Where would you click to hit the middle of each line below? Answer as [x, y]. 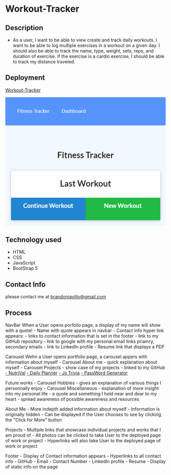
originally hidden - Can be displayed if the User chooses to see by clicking [83, 414]
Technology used [34, 240]
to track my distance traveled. [44, 62]
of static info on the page [32, 467]
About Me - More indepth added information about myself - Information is [83, 409]
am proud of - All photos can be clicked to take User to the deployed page [83, 435]
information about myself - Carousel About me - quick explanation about [81, 362]
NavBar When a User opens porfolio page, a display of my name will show [83, 325]
